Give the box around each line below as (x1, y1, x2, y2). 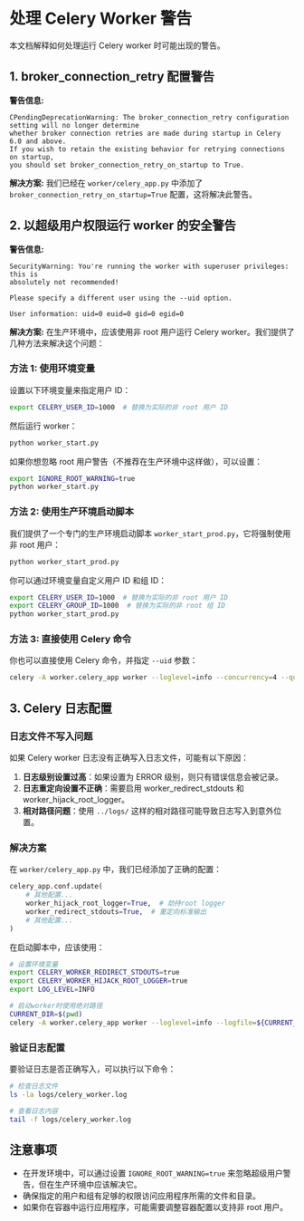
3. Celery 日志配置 (9, 700, 113, 716)
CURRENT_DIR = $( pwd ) (9, 1009, 83, 1019)
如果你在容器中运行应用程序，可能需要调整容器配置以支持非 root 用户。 (22, 1202, 289, 1213)
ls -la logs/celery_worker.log (9, 1090, 128, 1099)
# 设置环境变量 (9, 959, 59, 969)
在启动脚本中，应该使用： (9, 941, 105, 952)
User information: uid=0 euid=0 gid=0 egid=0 (9, 309, 184, 318)
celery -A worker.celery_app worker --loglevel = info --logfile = (9, 1018, 257, 1027)
